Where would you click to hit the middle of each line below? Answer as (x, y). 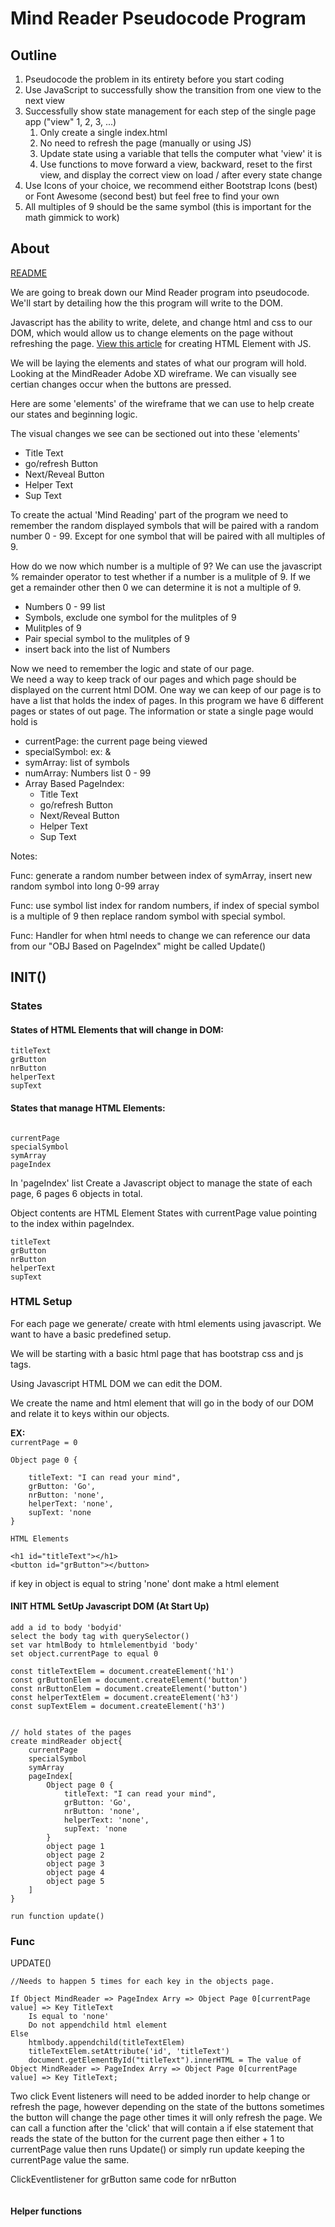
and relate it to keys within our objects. (90, 1413)
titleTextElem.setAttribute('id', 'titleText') (129, 2052)
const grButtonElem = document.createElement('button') (129, 1680)
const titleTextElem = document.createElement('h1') (122, 1672)
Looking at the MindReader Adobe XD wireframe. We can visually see (153, 373)
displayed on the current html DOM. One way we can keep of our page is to (166, 689)
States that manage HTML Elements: (88, 1108)
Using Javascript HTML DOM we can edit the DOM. (116, 1383)
